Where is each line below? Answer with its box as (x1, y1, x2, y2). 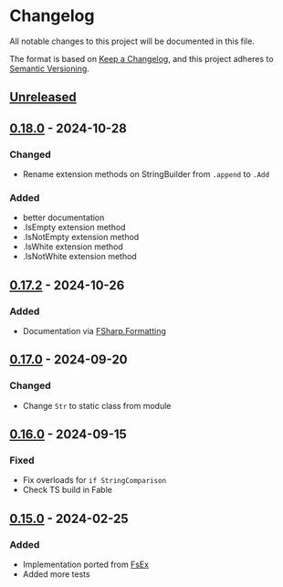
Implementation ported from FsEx (22, 559, 149, 571)
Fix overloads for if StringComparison (22, 475, 167, 486)
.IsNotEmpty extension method (22, 232, 140, 243)
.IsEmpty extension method (22, 222, 126, 233)
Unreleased (9, 89, 78, 105)
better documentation (22, 212, 105, 224)
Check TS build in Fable (22, 485, 112, 496)
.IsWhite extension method (22, 241, 123, 252)
